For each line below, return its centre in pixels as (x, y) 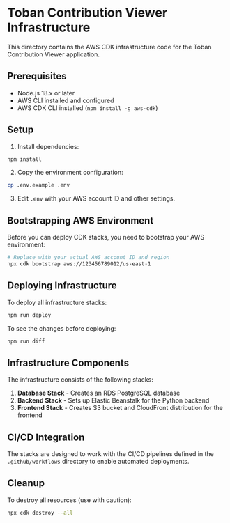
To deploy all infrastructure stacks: (57, 302)
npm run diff (26, 341)
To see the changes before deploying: (62, 328)
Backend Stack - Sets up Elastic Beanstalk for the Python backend (113, 400)
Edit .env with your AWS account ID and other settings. (96, 198)
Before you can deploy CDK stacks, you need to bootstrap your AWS (106, 237)
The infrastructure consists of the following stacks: (80, 380)
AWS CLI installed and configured (66, 100)
